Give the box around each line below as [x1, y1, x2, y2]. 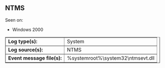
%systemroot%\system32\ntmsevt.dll [67, 54, 155, 61]
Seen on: [5, 17, 24, 23]
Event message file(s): [8, 54, 62, 61]
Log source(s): [8, 46, 43, 53]
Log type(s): [8, 38, 38, 45]
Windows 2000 [12, 27, 43, 33]
